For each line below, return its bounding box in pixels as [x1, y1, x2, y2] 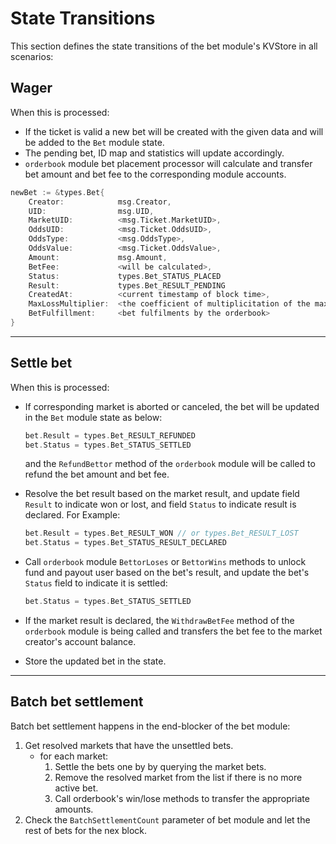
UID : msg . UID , [28, 206, 155, 216]
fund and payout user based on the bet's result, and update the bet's [24, 567, 310, 579]
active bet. [54, 782, 99, 794]
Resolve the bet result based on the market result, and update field [24, 488, 300, 500]
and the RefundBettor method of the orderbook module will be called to [24, 458, 316, 470]
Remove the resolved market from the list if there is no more [54, 771, 303, 783]
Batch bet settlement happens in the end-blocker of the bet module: [10, 720, 291, 732]
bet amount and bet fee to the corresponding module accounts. [24, 168, 287, 180]
